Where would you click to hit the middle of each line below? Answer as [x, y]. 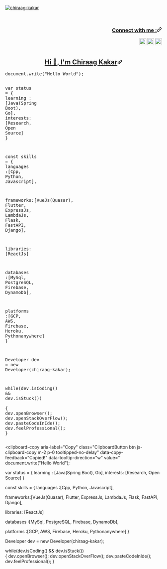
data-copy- [112, 452]
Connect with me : [134, 30]
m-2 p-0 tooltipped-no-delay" [68, 452]
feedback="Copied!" [26, 458]
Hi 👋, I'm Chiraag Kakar [81, 62]
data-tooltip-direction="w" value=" [84, 458]
